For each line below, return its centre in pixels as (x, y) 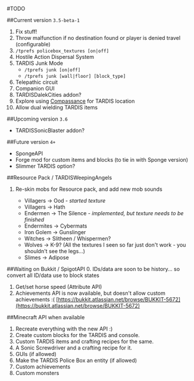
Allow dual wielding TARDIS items (56, 107)
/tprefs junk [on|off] (52, 70)
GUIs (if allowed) (36, 354)
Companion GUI (35, 88)
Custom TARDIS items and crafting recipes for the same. (85, 341)
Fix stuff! (26, 32)
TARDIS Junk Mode (39, 63)
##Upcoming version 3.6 (37, 119)
